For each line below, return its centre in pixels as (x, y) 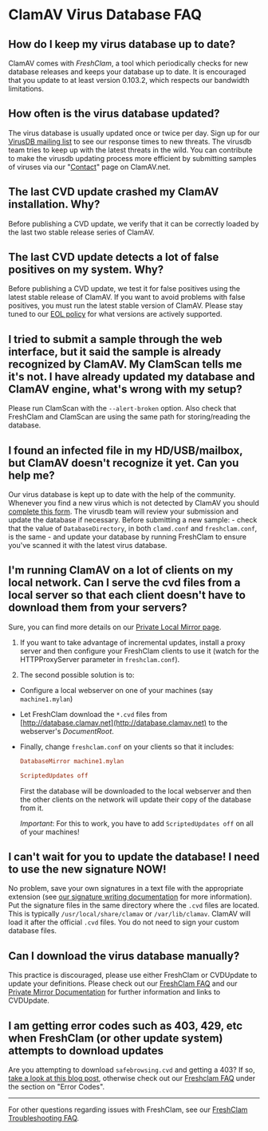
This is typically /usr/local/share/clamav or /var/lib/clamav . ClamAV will (130, 914)
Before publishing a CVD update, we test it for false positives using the (124, 289)
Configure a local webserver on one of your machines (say (116, 690)
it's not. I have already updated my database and (132, 376)
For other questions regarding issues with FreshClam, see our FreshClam (128, 1109)
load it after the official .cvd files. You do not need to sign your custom (124, 922)
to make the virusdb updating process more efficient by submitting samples (132, 158)
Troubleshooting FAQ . (44, 1118)
